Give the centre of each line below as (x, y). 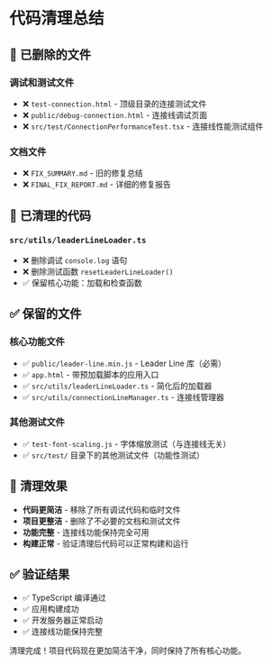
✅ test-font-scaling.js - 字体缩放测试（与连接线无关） (127, 443)
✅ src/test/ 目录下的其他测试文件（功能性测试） (113, 455)
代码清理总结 (57, 18)
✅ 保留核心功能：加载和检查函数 (82, 282)
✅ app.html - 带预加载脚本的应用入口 (91, 374)
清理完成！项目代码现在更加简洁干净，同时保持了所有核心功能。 (127, 650)
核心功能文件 (37, 341)
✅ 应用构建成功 (50, 609)
